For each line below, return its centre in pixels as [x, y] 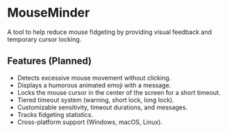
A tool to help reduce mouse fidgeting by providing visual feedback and [110, 32]
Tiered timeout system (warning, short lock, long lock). [96, 100]
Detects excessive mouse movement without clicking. [94, 78]
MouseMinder [49, 13]
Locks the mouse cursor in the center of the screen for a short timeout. [119, 92]
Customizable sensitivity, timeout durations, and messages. [102, 107]
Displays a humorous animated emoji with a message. [94, 85]
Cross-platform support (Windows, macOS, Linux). [90, 122]
